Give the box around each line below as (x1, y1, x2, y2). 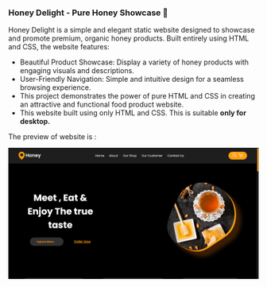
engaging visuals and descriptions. (19, 66, 135, 76)
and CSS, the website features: (8, 42, 110, 52)
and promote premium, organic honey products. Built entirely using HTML (8, 33, 250, 43)
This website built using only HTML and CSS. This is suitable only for (19, 108, 246, 118)
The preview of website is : (8, 132, 97, 142)
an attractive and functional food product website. (19, 99, 184, 110)
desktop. (19, 117, 51, 126)
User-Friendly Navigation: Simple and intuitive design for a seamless (19, 75, 244, 84)
